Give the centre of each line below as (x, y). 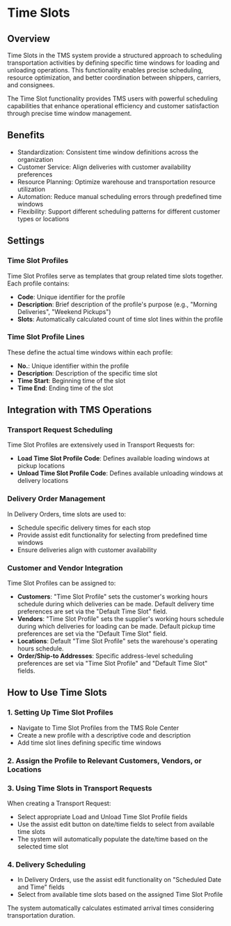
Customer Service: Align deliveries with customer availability (104, 167)
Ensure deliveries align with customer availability (87, 550)
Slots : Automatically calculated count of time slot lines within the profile (120, 319)
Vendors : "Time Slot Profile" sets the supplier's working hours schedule (121, 619)
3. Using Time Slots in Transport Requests (80, 788)
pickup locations (41, 466)
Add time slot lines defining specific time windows (89, 742)
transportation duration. (41, 916)
